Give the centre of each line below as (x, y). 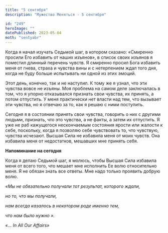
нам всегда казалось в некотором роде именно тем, (62, 206)
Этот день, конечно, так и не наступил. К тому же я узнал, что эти (76, 83)
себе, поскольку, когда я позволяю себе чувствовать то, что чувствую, (82, 130)
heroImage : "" (20, 28)
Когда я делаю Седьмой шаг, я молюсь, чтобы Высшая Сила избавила (81, 161)
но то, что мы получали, (31, 196)
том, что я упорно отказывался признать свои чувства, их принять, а (79, 94)
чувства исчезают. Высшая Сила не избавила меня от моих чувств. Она (83, 136)
